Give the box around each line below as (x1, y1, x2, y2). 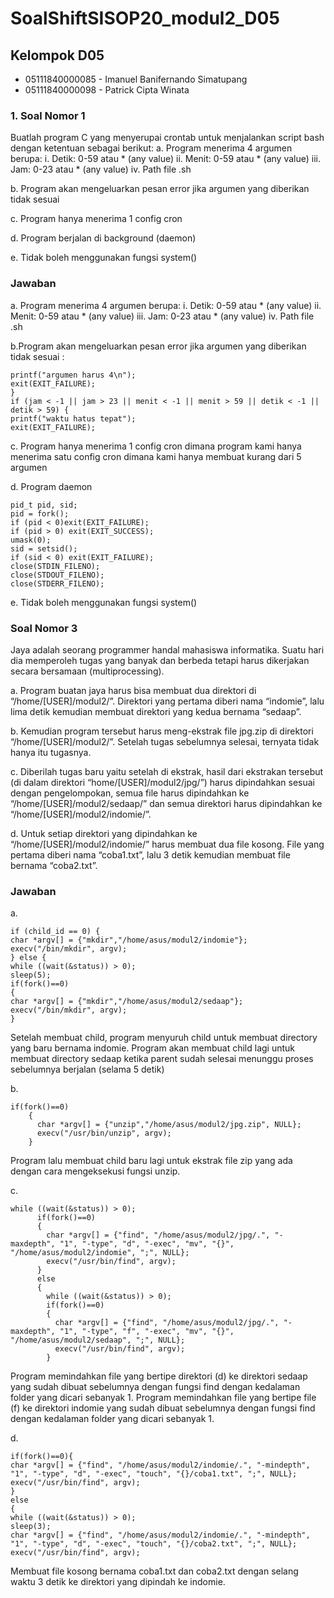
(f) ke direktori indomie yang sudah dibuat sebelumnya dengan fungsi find (10, 1402, 316, 1414)
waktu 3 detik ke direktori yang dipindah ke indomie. (10, 1576, 226, 1588)
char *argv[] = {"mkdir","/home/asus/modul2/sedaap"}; (10, 997, 244, 1007)
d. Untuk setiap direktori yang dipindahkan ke (10, 827, 198, 839)
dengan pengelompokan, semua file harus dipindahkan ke (10, 787, 250, 799)
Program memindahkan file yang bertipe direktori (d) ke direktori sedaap (10, 1370, 308, 1382)
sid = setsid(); (10, 543, 78, 554)
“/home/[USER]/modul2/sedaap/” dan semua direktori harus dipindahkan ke (10, 797, 323, 809)
